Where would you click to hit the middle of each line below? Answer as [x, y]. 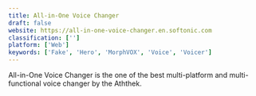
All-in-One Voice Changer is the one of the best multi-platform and [118, 75]
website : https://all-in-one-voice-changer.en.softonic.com [110, 30]
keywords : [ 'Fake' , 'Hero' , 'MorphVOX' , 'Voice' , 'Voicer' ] [110, 52]
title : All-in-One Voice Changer [64, 15]
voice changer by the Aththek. [92, 83]
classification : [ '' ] [44, 38]
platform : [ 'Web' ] [39, 45]
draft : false [30, 23]
